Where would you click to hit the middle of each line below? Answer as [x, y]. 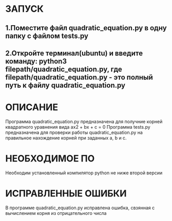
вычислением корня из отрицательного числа [56, 213]
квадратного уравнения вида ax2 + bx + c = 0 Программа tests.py [78, 127]
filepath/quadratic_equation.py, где [64, 69]
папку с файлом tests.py [47, 36]
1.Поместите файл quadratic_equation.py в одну [86, 28]
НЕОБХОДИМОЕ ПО [50, 159]
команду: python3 [36, 61]
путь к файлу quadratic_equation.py [65, 85]
